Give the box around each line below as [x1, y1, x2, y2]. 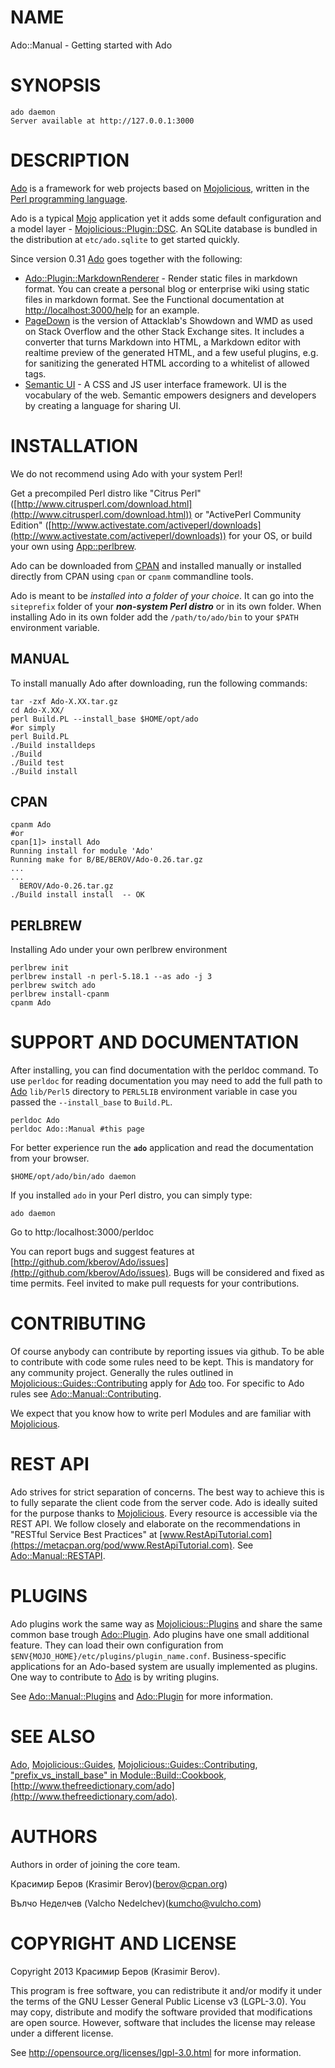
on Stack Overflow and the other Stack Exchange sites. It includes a [24, 325, 305, 337]
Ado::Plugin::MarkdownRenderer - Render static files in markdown [24, 272, 298, 284]
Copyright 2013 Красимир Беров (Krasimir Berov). [10, 1965, 221, 1977]
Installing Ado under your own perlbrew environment [10, 944, 228, 956]
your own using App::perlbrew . [10, 540, 137, 552]
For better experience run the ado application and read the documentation [10, 1142, 314, 1154]
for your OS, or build [228, 529, 313, 541]
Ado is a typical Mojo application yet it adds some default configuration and [10, 212, 322, 224]
